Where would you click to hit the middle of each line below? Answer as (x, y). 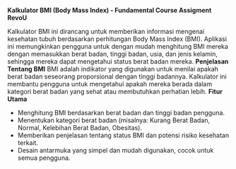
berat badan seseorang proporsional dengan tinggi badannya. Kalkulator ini (117, 76)
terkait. (28, 143)
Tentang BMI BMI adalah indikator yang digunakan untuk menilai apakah (113, 69)
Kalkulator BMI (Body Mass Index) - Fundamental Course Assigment (110, 10)
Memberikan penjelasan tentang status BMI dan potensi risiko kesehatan (123, 135)
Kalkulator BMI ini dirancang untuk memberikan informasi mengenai (106, 31)
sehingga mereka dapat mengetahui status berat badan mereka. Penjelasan (118, 62)
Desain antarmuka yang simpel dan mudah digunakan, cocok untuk (116, 150)
